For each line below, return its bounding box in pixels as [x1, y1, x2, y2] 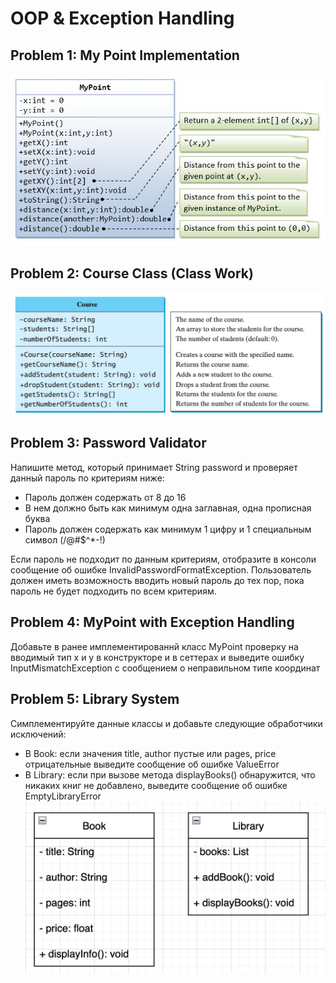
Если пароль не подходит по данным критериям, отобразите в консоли [10, 553, 317, 565]
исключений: [10, 728, 67, 740]
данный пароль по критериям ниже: [10, 472, 165, 484]
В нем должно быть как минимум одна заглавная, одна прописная [24, 502, 312, 514]
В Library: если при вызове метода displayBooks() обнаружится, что [24, 768, 316, 781]
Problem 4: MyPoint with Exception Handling [10, 614, 295, 631]
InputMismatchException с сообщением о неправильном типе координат [10, 662, 321, 674]
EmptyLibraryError [24, 790, 102, 802]
